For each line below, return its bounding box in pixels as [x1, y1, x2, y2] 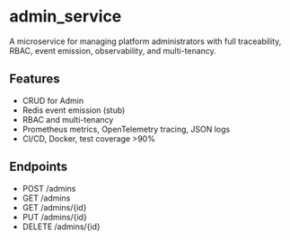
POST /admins [22, 183, 76, 193]
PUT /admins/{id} [22, 211, 87, 222]
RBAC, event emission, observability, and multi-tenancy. [9, 45, 217, 56]
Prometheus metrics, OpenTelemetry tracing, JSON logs [22, 124, 231, 134]
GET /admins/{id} [22, 201, 87, 212]
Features [9, 72, 60, 87]
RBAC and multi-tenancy [22, 114, 114, 124]
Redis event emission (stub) [22, 105, 126, 116]
